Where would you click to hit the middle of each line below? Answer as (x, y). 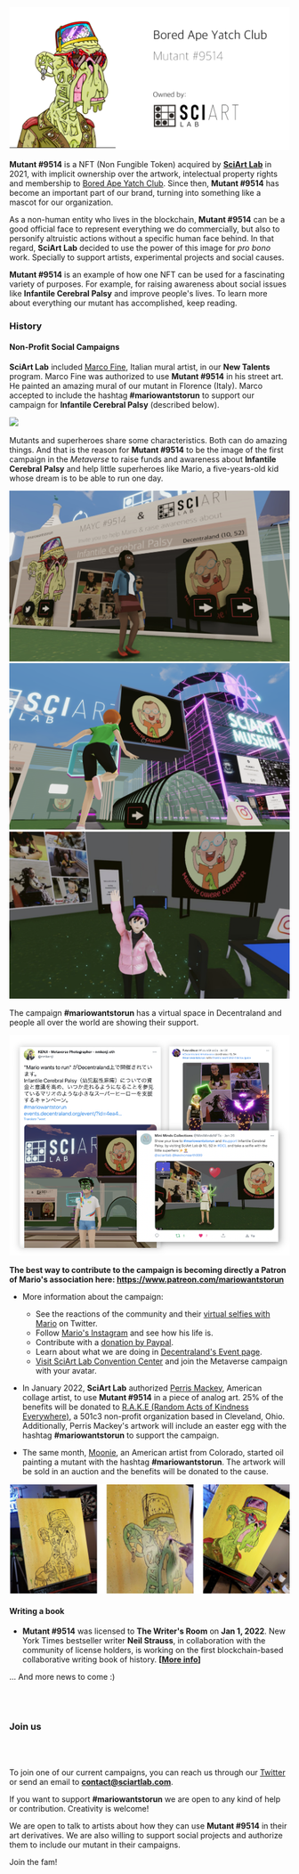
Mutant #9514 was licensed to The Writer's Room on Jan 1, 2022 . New (154, 1631)
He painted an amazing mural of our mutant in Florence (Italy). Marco (136, 386)
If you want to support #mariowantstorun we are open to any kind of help (145, 1799)
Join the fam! (33, 1862)
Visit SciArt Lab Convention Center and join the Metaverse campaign (161, 1361)
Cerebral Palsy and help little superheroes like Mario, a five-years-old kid (144, 469)
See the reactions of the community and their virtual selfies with (153, 1314)
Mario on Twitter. (66, 1323)
